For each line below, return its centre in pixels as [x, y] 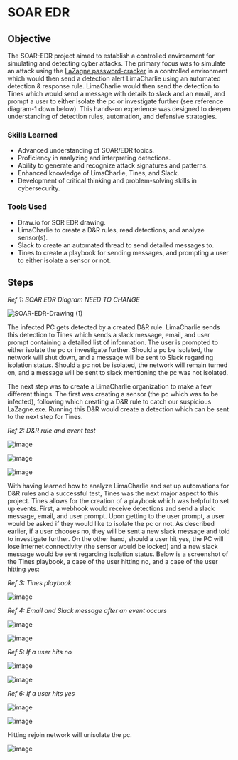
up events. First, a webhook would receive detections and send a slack [111, 509]
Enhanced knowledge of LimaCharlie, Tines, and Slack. [98, 173]
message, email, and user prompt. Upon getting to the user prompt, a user [116, 516]
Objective [29, 39]
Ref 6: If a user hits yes [41, 694]
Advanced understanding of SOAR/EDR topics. [86, 150]
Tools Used [27, 207]
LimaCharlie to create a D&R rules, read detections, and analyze [111, 230]
